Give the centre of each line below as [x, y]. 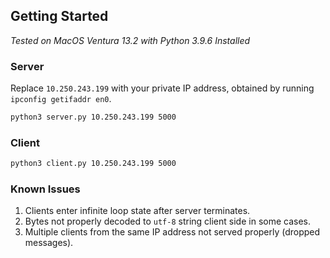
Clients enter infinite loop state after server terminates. [137, 211]
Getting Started [59, 16]
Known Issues [45, 189]
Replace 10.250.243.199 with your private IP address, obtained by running [162, 88]
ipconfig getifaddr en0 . [61, 99]
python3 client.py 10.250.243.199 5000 [93, 164]
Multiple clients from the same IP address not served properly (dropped [172, 232]
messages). [49, 243]
